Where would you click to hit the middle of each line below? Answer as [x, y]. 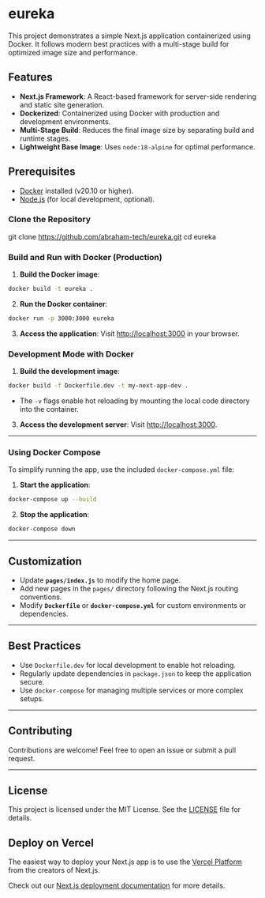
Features [30, 77]
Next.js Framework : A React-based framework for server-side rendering [138, 96]
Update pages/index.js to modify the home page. [100, 580]
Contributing [40, 731]
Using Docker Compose [54, 453]
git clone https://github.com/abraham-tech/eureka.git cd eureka [112, 236]
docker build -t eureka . [50, 289]
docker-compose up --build [52, 500]
